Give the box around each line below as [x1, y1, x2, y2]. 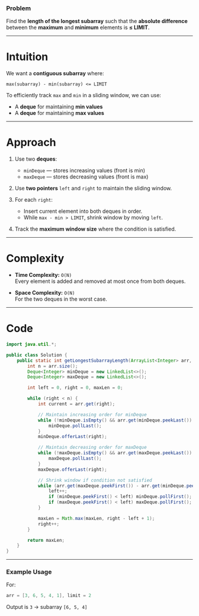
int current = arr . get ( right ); [37, 401, 115, 407]
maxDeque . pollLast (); [48, 455, 102, 462]
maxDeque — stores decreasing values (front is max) [23, 173, 149, 180]
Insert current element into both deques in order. [23, 208, 143, 215]
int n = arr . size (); [27, 363, 78, 369]
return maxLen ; [27, 537, 65, 543]
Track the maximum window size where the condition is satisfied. [14, 225, 176, 232]
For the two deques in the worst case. [14, 295, 108, 303]
